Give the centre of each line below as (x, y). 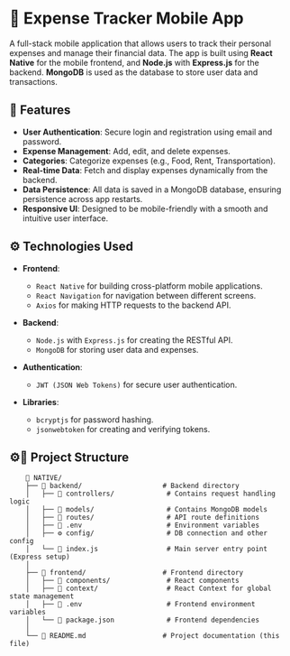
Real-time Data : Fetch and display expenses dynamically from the (145, 170)
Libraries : (41, 402)
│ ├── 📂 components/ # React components (133, 581)
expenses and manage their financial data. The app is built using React (141, 52)
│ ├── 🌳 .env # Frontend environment (140, 605)
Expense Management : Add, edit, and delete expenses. (127, 151)
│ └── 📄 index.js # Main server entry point (147, 550)
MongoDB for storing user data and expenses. (117, 349)
